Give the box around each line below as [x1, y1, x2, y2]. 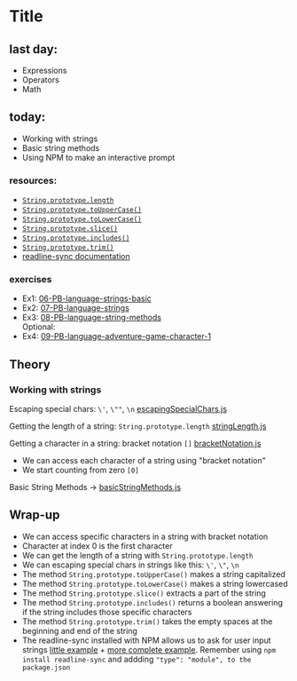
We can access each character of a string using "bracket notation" [21, 455, 266, 466]
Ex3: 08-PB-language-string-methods [21, 313, 162, 323]
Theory [9, 357, 51, 372]
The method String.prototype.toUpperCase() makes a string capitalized [21, 568, 285, 579]
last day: [9, 42, 59, 57]
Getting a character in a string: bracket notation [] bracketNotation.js [9, 438, 262, 449]
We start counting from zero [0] [21, 464, 139, 476]
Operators [21, 75, 59, 85]
